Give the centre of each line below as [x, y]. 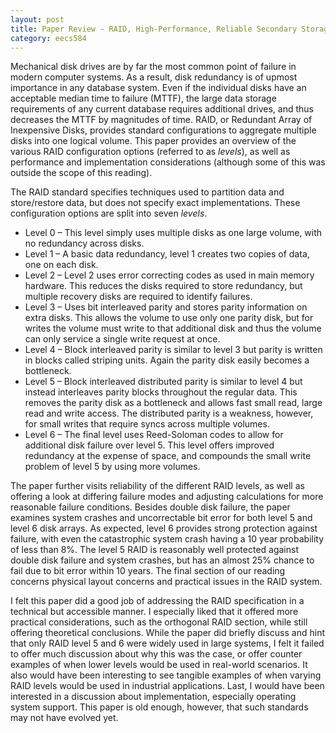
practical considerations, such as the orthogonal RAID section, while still [159, 622]
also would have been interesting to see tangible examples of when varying [166, 675]
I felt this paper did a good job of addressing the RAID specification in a [157, 601]
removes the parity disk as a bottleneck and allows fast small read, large [173, 403]
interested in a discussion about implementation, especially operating [153, 697]
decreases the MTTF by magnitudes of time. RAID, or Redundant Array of [161, 120]
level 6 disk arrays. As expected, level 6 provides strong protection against [164, 528]
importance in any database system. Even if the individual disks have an [158, 88]
